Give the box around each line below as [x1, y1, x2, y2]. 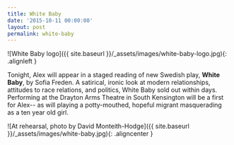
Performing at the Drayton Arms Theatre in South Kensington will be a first [7, 93, 224, 102]
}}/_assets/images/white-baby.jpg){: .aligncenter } [7, 129, 153, 138]
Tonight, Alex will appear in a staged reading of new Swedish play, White [7, 71, 221, 79]
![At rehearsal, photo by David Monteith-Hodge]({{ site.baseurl [7, 122, 189, 131]
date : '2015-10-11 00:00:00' [7, 17, 93, 24]
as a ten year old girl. [7, 108, 69, 117]
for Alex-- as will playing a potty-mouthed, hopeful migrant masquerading [7, 100, 223, 110]
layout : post [7, 23, 46, 30]
